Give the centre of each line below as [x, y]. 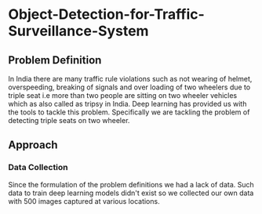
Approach [33, 145]
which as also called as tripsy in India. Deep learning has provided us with [127, 104]
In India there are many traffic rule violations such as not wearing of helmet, [130, 79]
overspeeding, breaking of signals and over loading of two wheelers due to [129, 87]
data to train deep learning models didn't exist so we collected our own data [131, 193]
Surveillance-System [78, 31]
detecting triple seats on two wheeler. [69, 120]
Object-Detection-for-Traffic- [107, 15]
